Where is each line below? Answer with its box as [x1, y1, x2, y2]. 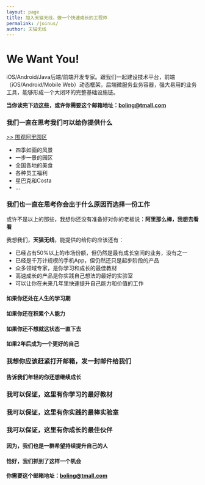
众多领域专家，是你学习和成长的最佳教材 [15, 264, 117, 272]
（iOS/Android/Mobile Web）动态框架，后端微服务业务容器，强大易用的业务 [6, 81, 197, 89]
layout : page [6, 9, 40, 15]
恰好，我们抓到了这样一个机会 [6, 457, 81, 465]
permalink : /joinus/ [6, 20, 59, 26]
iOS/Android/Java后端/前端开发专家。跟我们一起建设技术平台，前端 [6, 73, 176, 81]
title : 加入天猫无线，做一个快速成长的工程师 [6, 15, 108, 21]
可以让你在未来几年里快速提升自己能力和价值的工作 [15, 280, 144, 287]
